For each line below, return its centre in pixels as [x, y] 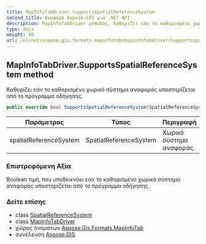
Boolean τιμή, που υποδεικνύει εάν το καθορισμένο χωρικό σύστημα [93, 179]
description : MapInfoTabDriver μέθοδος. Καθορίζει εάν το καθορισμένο [98, 23]
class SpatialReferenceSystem [54, 215]
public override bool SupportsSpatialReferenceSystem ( [78, 107]
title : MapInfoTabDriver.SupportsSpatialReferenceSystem [81, 12]
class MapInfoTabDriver [45, 221]
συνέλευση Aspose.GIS [45, 235]
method [39, 75]
